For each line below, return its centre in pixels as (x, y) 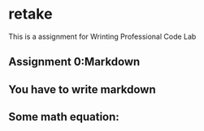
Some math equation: (64, 117)
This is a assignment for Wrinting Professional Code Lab (102, 36)
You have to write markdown (82, 89)
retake (30, 14)
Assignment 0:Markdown (74, 62)
